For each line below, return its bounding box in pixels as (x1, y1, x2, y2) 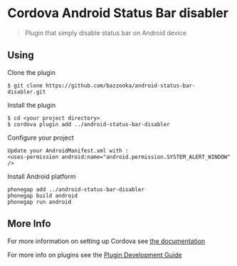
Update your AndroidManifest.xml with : (7, 147, 130, 154)
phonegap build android (7, 192, 78, 199)
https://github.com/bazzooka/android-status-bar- (45, 82, 196, 89)
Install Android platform (7, 172, 76, 180)
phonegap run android (7, 198, 72, 205)
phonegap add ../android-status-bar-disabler (7, 185, 144, 193)
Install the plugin (7, 101, 56, 109)
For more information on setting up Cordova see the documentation (7, 237, 206, 245)
